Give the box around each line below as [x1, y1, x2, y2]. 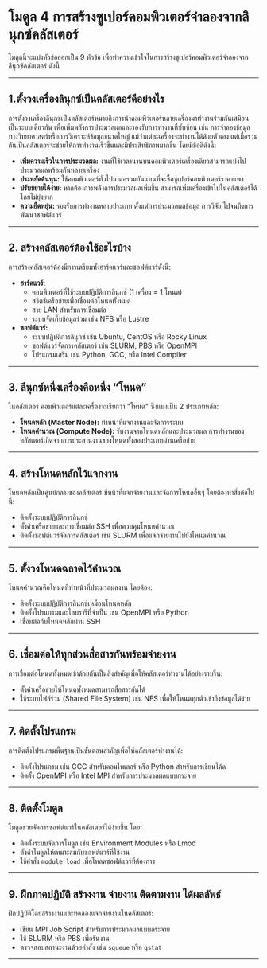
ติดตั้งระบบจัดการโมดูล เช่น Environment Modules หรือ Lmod [19, 838, 196, 848]
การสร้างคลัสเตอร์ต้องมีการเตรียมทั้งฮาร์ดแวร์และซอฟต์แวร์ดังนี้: [8, 262, 171, 271]
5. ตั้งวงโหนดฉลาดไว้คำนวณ [8, 561, 122, 575]
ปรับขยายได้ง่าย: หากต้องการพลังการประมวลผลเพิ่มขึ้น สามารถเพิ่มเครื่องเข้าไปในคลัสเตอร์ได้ [19, 183, 257, 193]
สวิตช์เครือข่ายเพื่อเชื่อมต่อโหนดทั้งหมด [31, 295, 131, 306]
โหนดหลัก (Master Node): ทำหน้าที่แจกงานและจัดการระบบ [19, 418, 184, 427]
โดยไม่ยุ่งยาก [19, 192, 53, 201]
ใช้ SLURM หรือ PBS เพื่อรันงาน [19, 934, 110, 943]
